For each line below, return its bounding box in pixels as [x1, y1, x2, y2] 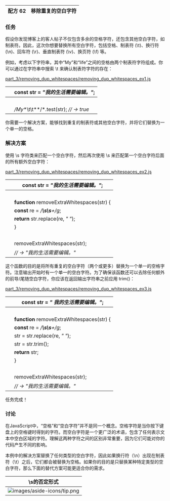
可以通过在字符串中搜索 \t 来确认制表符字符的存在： [5, 66, 113, 72]
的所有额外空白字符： [5, 158, 50, 164]
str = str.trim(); [14, 340, 49, 347]
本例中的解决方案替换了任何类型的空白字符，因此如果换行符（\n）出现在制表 [5, 452, 165, 458]
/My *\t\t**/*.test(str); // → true [14, 106, 90, 113]
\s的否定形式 [28, 478, 59, 485]
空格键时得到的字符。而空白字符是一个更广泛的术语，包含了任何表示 [18, 429, 160, 435]
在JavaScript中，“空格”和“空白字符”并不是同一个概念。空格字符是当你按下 [5, 423, 159, 429]
